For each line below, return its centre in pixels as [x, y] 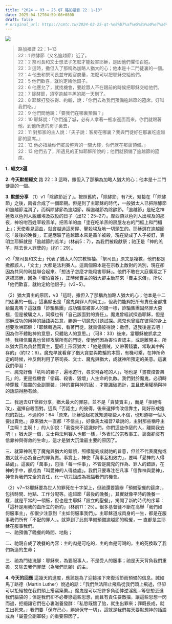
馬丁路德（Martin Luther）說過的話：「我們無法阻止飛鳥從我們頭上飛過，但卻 [86, 584]
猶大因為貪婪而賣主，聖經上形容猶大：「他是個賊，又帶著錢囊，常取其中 [85, 346]
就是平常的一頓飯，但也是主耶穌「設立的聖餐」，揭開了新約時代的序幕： [89, 500]
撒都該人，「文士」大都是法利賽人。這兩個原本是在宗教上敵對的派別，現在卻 [85, 265]
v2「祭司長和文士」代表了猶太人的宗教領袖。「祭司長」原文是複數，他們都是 [85, 259]
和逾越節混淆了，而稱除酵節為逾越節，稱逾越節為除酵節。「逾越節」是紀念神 [85, 210]
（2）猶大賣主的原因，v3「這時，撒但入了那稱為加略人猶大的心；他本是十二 [86, 295]
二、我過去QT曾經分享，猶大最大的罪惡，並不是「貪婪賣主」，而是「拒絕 [81, 402]
